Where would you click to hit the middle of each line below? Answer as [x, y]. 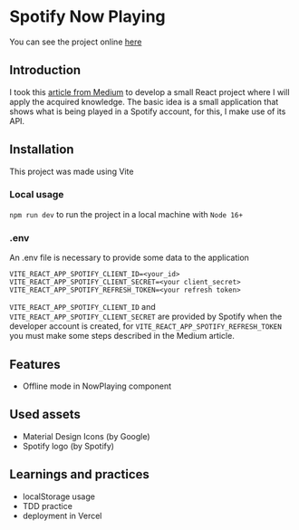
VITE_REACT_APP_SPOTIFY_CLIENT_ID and [82, 307]
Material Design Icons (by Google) [87, 436]
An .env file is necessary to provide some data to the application [129, 258]
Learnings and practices [79, 474]
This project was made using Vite [72, 171]
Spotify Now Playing [87, 17]
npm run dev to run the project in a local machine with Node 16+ [126, 214]
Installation [42, 150]
